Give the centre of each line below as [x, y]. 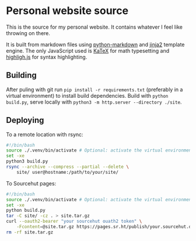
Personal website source [67, 11]
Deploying [25, 120]
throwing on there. [28, 33]
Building [21, 75]
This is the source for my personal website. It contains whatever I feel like [94, 27]
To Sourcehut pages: [31, 183]
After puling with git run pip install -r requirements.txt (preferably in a [94, 89]
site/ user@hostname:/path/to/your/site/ [67, 172]
